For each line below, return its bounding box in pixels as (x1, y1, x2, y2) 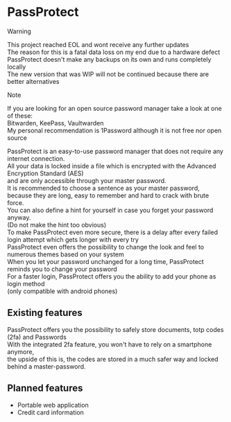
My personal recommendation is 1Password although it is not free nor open (7, 126, 222, 134)
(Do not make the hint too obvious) (7, 220, 107, 229)
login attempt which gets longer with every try (7, 235, 139, 243)
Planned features (7, 383, 83, 394)
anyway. (7, 213, 31, 222)
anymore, (7, 347, 35, 355)
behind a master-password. (7, 362, 86, 371)
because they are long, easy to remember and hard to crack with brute (7, 191, 209, 200)
